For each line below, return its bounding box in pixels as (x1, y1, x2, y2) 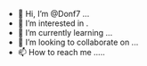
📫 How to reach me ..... (17, 47, 105, 57)
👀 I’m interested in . (17, 18, 89, 29)
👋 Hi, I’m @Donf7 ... (17, 9, 90, 19)
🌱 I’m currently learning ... (17, 28, 113, 37)
